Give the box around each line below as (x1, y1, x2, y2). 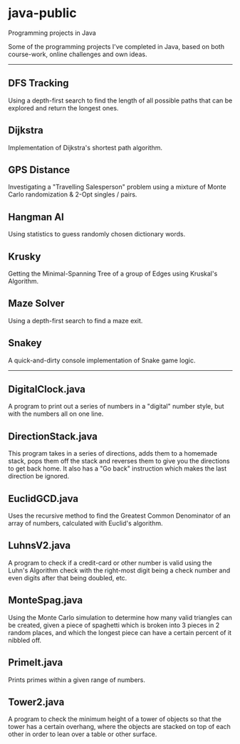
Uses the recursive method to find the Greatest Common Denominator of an (8, 511, 231, 520)
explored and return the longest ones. (8, 103, 119, 112)
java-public (8, 5, 77, 21)
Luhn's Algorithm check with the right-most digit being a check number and (8, 566, 231, 575)
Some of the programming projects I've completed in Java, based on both (8, 42, 225, 51)
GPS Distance (8, 164, 71, 176)
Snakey (8, 337, 42, 350)
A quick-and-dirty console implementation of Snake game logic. (8, 356, 196, 365)
